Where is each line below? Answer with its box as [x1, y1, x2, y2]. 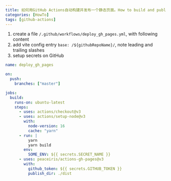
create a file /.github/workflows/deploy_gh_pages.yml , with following [12, 31, 158, 37]
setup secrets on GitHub [12, 53, 64, 59]
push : [10, 76, 22, 82]
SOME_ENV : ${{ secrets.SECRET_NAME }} [28, 152, 111, 157]
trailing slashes [12, 47, 45, 54]
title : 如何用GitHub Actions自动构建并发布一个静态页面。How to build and [5, 7, 155, 13]
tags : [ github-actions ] [5, 17, 56, 22]
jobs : [5, 90, 17, 95]
